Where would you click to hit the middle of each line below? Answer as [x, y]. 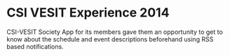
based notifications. [35, 46]
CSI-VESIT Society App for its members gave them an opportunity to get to [115, 32]
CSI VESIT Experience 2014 [88, 13]
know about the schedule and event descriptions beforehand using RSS [110, 39]
